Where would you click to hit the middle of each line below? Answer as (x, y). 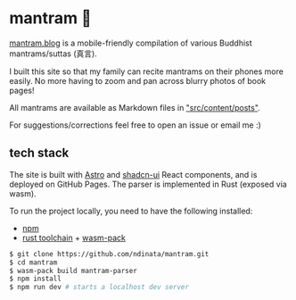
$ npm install (36, 279)
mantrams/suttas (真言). (53, 54)
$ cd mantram (33, 262)
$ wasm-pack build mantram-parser (74, 271)
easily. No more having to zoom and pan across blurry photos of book (138, 80)
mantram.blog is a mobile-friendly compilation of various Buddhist (131, 43)
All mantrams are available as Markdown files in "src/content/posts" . (135, 107)
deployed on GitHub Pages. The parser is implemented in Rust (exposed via (148, 184)
